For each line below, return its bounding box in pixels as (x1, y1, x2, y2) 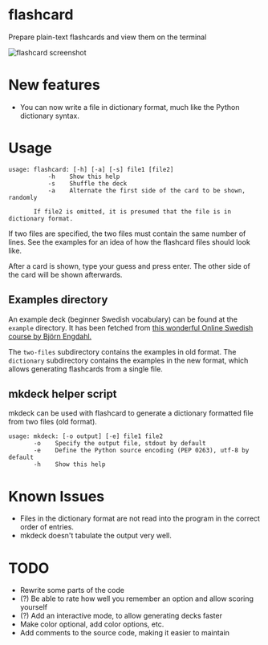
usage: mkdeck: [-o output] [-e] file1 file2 (8, 432, 163, 440)
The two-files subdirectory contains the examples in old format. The (8, 347, 237, 356)
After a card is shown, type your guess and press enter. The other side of (8, 261, 250, 270)
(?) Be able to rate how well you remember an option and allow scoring (19, 594, 254, 603)
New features (8, 76, 100, 94)
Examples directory (8, 293, 108, 306)
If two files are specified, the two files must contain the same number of (8, 229, 246, 238)
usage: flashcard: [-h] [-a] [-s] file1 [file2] (8, 165, 174, 173)
